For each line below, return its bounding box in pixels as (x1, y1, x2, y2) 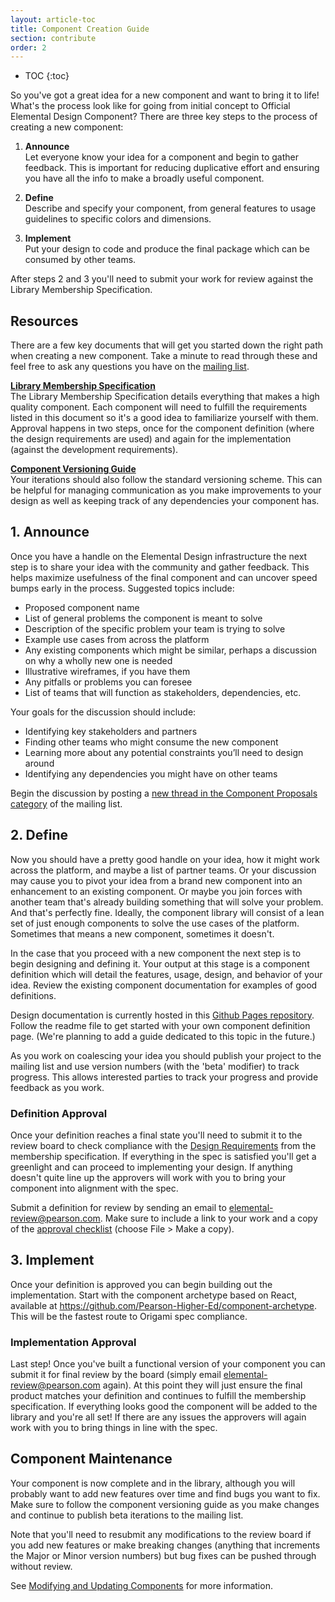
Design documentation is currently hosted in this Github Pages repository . (10, 1009, 315, 1021)
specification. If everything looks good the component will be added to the (10, 1401, 318, 1413)
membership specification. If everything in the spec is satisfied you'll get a (10, 1150, 317, 1162)
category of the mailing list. (10, 797, 123, 810)
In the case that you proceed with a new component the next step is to (10, 947, 302, 959)
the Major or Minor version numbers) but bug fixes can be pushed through (10, 1549, 317, 1561)
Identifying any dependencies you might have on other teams (24, 767, 278, 780)
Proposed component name (24, 601, 140, 613)
